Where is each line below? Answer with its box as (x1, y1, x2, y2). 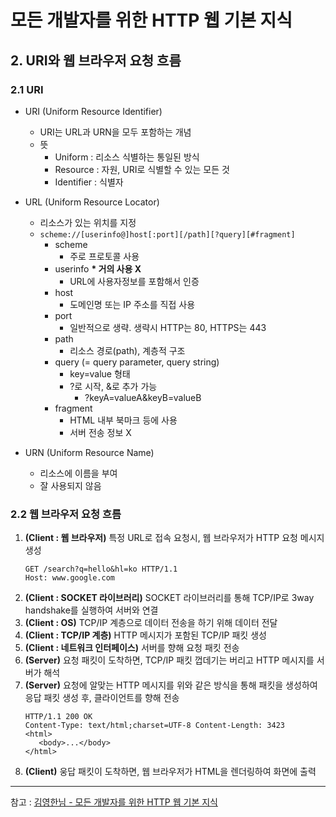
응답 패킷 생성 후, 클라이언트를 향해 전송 (24, 692, 180, 704)
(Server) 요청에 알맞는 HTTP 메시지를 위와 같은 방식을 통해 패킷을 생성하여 (24, 679, 318, 691)
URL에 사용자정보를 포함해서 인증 (69, 275, 200, 287)
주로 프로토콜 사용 (69, 250, 140, 262)
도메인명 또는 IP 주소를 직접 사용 (69, 298, 196, 310)
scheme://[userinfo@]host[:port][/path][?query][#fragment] (39, 229, 296, 240)
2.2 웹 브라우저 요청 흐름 (10, 507, 122, 521)
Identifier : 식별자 (54, 176, 124, 188)
